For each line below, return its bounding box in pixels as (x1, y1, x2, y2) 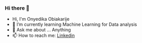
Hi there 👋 (5, 5, 30, 12)
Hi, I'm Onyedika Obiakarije (12, 16, 70, 22)
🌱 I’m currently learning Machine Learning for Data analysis (12, 21, 137, 27)
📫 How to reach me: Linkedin (12, 32, 75, 38)
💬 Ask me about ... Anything (12, 27, 71, 33)
